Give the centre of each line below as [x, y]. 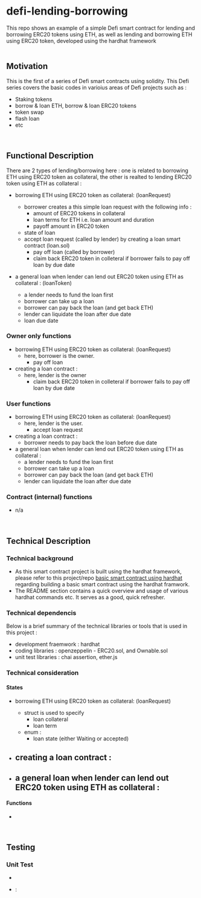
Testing [21, 847]
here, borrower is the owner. [59, 355]
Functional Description [50, 156]
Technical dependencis [41, 613]
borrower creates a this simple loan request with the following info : [108, 207]
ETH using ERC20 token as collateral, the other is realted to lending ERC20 [99, 176]
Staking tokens [33, 99]
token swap [29, 112]
